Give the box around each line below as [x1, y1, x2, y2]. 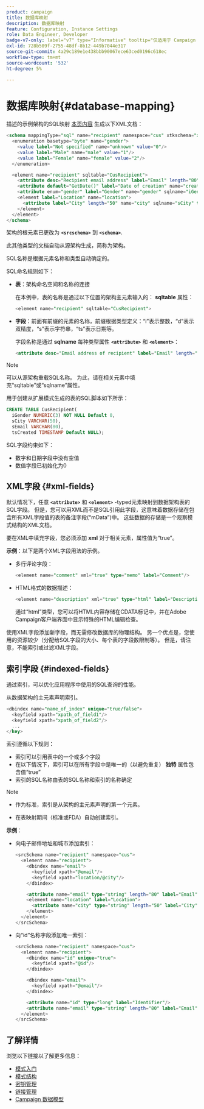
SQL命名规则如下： [6, 268, 55, 275]
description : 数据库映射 [6, 20, 65, 26]
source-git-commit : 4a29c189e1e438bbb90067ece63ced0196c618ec [6, 49, 167, 55]
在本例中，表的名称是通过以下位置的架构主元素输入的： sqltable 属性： [15, 294, 194, 301]
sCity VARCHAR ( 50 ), [12, 418, 61, 424]
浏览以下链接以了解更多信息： [6, 1052, 81, 1060]
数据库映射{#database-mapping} [6, 99, 175, 113]
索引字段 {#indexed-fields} [6, 664, 110, 674]
